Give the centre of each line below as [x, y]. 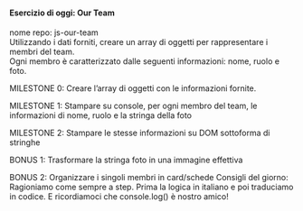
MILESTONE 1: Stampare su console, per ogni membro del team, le [133, 106]
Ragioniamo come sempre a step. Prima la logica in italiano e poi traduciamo [151, 187]
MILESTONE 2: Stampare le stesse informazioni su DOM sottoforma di [140, 133]
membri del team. [42, 52]
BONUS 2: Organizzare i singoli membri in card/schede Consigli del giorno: [149, 178]
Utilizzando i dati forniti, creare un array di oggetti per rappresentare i [139, 42]
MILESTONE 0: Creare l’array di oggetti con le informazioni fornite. [133, 88]
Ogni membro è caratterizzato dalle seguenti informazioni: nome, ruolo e [145, 61]
